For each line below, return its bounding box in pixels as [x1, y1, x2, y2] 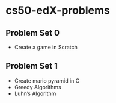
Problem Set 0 [5, 28, 60, 38]
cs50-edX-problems [5, 4, 111, 17]
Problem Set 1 [5, 61, 58, 71]
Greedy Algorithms [14, 83, 61, 90]
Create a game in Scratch [14, 43, 78, 51]
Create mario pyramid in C [14, 76, 80, 84]
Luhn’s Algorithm [14, 90, 56, 97]
